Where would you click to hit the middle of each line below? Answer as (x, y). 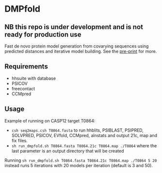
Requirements (26, 67)
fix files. (19, 140)
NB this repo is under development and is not (74, 27)
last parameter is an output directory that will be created (68, 151)
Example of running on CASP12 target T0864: (50, 121)
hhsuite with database (34, 78)
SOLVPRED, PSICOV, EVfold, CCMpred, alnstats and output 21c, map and (84, 135)
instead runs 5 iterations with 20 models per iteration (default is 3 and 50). (79, 165)
